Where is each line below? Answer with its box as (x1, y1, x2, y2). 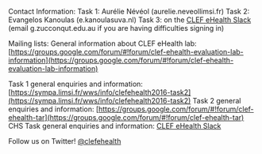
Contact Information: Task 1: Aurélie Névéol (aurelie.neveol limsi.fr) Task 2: (8, 7, 250, 16)
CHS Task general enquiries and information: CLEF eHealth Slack (8, 122, 222, 130)
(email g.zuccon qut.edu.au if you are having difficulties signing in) (8, 24, 225, 32)
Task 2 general (192, 96, 241, 105)
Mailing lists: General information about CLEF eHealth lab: (8, 39, 197, 48)
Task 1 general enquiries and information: (8, 79, 143, 88)
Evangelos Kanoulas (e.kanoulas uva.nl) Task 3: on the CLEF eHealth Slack (8, 15, 252, 24)
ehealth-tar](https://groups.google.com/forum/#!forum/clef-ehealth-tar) (8, 113, 245, 122)
